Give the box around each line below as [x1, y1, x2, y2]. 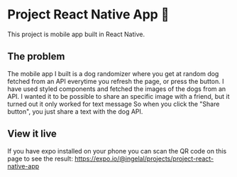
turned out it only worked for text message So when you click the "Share [7, 100, 220, 108]
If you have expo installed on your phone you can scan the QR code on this [7, 146, 227, 155]
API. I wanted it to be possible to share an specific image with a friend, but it [7, 92, 230, 100]
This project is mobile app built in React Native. [7, 30, 145, 38]
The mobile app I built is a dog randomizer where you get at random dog [7, 69, 219, 77]
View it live [7, 128, 57, 140]
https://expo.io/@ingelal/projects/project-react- [74, 154, 214, 163]
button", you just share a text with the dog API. [7, 107, 143, 116]
